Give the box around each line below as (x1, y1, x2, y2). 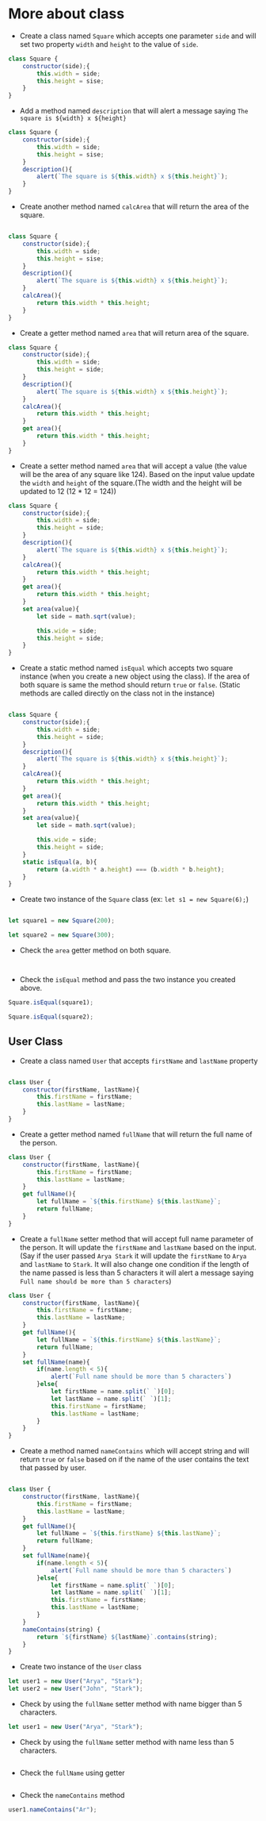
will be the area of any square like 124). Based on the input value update (19, 469, 255, 479)
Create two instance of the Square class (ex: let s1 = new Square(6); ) (19, 895, 249, 904)
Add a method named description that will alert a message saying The (19, 106, 249, 116)
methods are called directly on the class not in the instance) (19, 688, 215, 699)
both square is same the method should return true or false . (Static (19, 680, 241, 690)
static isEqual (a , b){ (22, 858, 97, 866)
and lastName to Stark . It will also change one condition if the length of (19, 1259, 249, 1269)
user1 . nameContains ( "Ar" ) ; (8, 1805, 97, 1814)
